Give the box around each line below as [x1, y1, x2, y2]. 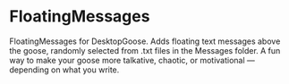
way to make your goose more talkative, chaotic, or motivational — [9, 55, 255, 65]
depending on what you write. [9, 64, 120, 75]
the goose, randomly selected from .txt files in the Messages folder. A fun [9, 45, 281, 55]
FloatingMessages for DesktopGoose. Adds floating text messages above [9, 36, 281, 46]
